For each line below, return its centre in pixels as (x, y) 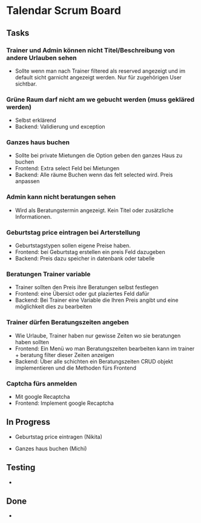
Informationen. (33, 216)
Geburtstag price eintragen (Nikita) (59, 436)
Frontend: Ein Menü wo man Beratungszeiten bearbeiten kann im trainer (105, 348)
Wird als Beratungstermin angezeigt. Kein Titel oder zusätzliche (94, 210)
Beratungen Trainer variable (48, 274)
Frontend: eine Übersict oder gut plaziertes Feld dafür (82, 294)
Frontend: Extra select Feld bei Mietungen (67, 168)
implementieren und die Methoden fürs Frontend (76, 368)
